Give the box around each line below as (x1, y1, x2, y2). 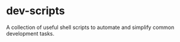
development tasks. (6, 30, 55, 37)
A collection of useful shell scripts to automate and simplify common (6, 24, 175, 31)
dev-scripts (6, 4, 66, 18)
